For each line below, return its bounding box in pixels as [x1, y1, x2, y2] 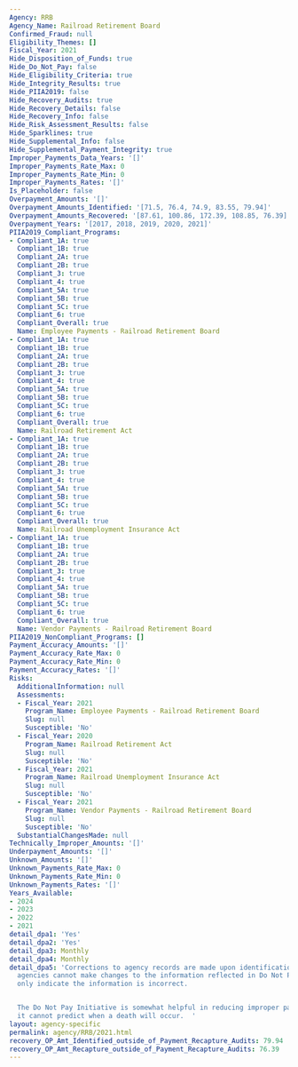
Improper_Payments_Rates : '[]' [9, 179, 125, 187]
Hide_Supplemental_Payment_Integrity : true [9, 145, 173, 154]
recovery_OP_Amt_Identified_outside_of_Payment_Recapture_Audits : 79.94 [9, 1036, 284, 1045]
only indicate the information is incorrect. [17, 979, 189, 989]
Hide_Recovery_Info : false [9, 112, 109, 121]
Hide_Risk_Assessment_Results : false [9, 121, 149, 130]
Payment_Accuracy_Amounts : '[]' [9, 641, 129, 649]
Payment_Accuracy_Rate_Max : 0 [9, 649, 122, 658]
